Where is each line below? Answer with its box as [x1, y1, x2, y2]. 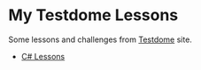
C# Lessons [20, 51, 66, 61]
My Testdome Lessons [8, 5, 179, 25]
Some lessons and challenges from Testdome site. [8, 34, 192, 45]
